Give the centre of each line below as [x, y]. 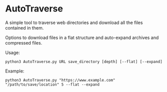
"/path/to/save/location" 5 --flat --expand [52, 84]
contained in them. [25, 27]
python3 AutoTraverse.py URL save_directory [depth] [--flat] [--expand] [84, 61]
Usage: [13, 52]
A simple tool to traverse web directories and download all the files [74, 22]
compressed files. [24, 42]
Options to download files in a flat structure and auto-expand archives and [82, 37]
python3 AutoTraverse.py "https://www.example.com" [60, 80]
